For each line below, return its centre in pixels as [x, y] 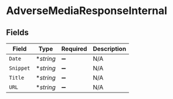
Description [110, 49]
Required [74, 49]
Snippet [20, 68]
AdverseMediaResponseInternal [87, 11]
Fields [18, 33]
